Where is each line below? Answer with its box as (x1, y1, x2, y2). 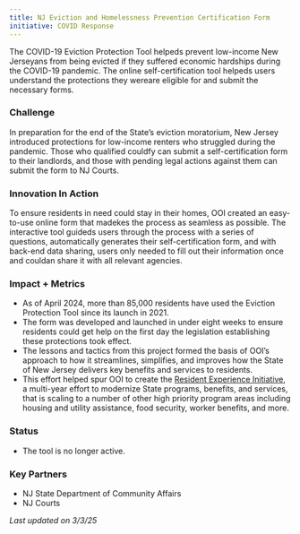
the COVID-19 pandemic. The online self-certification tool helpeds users (9, 65, 276, 76)
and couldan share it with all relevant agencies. (9, 255, 183, 266)
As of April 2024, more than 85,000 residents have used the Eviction (21, 297, 276, 309)
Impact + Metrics (9, 278, 85, 290)
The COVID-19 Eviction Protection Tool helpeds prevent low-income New (9, 46, 279, 56)
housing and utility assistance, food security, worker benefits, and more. (21, 402, 289, 413)
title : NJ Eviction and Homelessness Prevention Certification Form (9, 13, 270, 22)
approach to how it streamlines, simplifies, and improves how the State (21, 355, 284, 366)
